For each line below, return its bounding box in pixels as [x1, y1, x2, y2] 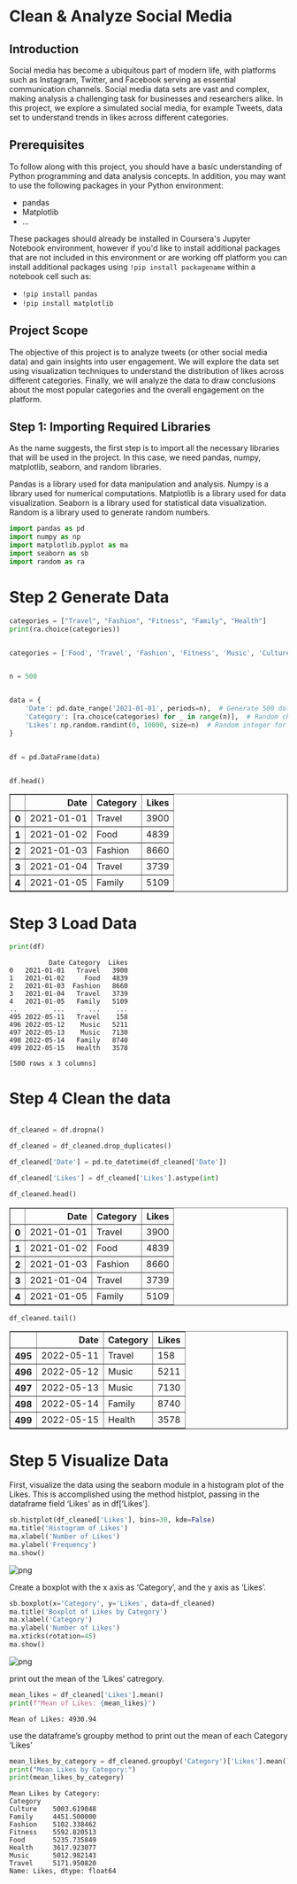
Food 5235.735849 [9, 1836, 97, 1845]
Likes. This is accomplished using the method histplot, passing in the [9, 1489, 260, 1499]
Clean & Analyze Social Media [9, 6, 232, 27]
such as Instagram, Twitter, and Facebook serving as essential [9, 74, 236, 85]
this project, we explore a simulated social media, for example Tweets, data [9, 103, 283, 113]
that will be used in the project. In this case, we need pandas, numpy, [9, 452, 261, 463]
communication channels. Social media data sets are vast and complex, [9, 84, 270, 94]
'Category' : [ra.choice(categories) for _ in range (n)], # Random [25, 712, 278, 721]
